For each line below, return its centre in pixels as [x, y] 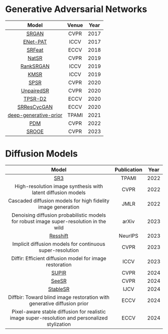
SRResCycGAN [35, 107]
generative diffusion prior [59, 303]
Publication [128, 170]
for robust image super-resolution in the [59, 221]
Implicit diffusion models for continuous [59, 244]
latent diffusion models [59, 193]
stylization [59, 324]
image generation [59, 207]
